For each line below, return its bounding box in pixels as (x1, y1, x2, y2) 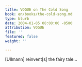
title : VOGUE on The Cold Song (5, 7, 68, 12)
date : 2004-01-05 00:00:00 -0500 (5, 20, 73, 26)
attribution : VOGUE (5, 25, 45, 30)
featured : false (5, 34, 38, 39)
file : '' (5, 30, 23, 34)
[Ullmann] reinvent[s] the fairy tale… (5, 56, 78, 62)
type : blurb (5, 16, 29, 21)
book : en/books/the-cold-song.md (5, 12, 73, 17)
